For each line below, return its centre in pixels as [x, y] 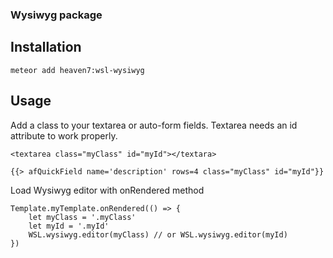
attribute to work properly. [64, 135]
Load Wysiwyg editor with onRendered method [107, 190]
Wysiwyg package [56, 15]
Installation [46, 47]
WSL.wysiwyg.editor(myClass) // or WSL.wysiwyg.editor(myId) [158, 234]
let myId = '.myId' [69, 226]
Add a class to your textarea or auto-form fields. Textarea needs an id [154, 125]
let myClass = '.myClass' [82, 217]
